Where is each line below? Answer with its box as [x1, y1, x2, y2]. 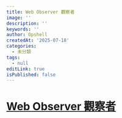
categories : [6, 43, 37, 50]
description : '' [6, 20, 48, 26]
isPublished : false [6, 72, 56, 78]
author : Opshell [6, 32, 48, 38]
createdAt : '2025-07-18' [6, 37, 70, 43]
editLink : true [6, 65, 45, 72]
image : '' [6, 15, 32, 21]
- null [12, 60, 29, 66]
